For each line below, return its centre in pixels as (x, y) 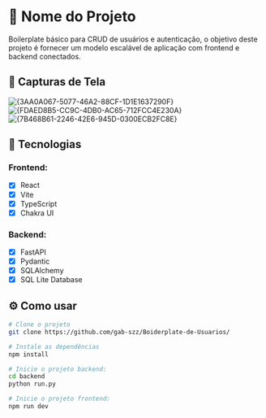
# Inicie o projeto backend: (58, 369)
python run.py (32, 384)
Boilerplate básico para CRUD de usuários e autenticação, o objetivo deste (133, 39)
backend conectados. (45, 56)
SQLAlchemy (42, 271)
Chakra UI (37, 213)
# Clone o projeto (39, 324)
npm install (28, 354)
